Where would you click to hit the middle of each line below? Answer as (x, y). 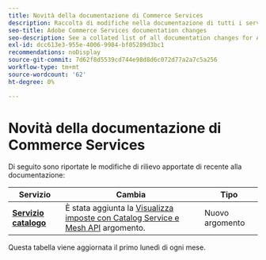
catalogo (29, 223)
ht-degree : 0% (32, 82)
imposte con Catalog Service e (122, 218)
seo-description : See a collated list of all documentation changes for (131, 38)
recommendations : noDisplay (55, 52)
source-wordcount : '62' (47, 75)
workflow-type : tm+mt (44, 67)
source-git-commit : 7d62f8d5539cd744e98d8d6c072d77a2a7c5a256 (113, 60)
